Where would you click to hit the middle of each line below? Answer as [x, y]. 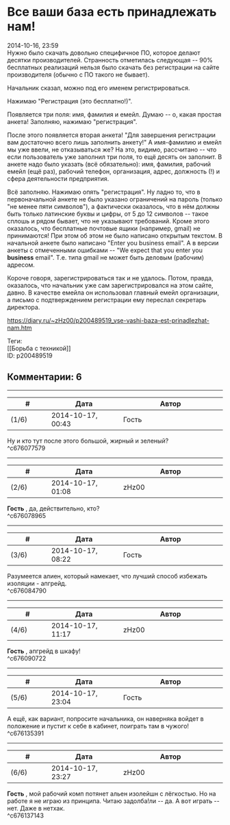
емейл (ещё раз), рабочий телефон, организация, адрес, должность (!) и [114, 171]
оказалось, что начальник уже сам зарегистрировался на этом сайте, [110, 285]
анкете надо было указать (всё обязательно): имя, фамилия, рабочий [109, 164]
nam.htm [20, 328]
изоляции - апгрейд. [37, 583]
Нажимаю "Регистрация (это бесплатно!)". [70, 101]
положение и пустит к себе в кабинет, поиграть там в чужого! [98, 726]
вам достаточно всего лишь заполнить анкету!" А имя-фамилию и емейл [115, 142]
